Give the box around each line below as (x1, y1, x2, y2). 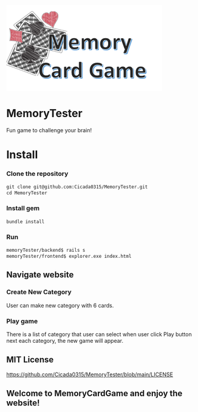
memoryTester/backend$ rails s (6, 248, 86, 254)
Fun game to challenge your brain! (6, 126, 92, 133)
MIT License (6, 354, 54, 365)
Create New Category (6, 288, 72, 296)
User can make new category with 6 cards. (6, 302, 114, 309)
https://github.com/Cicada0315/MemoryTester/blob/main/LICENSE (6, 371, 173, 378)
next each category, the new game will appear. (6, 337, 123, 344)
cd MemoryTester (6, 190, 47, 196)
